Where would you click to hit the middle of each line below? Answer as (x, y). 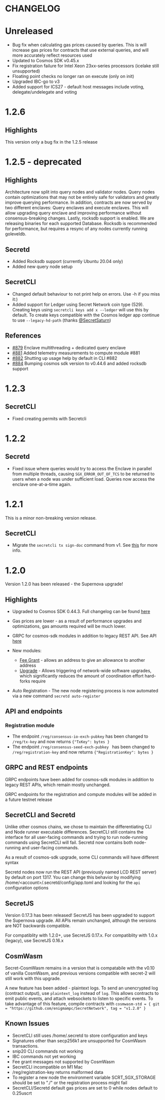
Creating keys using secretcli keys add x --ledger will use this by (80, 309)
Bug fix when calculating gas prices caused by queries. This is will (79, 45)
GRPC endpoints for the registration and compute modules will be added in (81, 794)
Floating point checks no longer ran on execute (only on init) (73, 76)
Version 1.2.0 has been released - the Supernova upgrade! (64, 584)
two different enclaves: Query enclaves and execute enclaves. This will (77, 208)
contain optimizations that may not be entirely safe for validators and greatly (82, 197)
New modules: (27, 651)
